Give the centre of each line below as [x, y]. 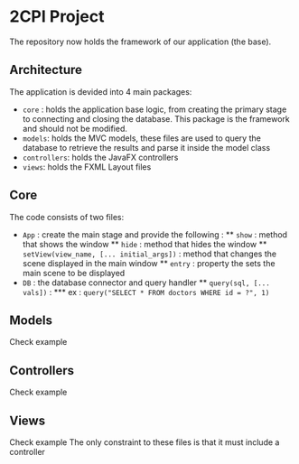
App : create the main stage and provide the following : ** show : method [154, 234]
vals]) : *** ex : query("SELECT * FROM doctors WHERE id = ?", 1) [146, 292]
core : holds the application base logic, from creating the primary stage [154, 109]
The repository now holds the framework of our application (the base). [140, 42]
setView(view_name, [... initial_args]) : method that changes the [149, 254]
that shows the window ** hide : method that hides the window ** [145, 244]
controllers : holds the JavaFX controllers [100, 157]
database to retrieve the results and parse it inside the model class [146, 147]
